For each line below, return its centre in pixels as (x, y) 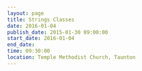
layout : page (26, 13)
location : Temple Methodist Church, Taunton (71, 57)
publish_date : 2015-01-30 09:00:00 (58, 32)
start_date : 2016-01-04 (41, 39)
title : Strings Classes (41, 20)
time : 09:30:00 (29, 51)
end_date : (21, 45)
